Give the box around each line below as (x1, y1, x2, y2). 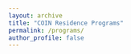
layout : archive (8, 11, 63, 20)
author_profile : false (8, 33, 84, 42)
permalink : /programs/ (8, 26, 84, 34)
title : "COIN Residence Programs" (8, 19, 125, 27)
